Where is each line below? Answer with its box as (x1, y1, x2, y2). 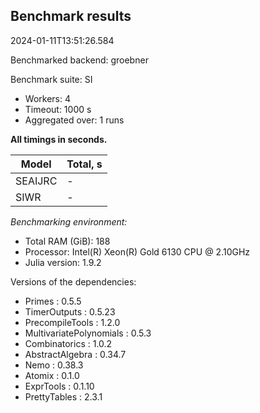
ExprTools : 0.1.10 (24, 380, 95, 392)
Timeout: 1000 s (24, 103, 92, 115)
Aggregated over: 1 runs (24, 114, 125, 126)
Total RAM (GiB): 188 (24, 235, 111, 247)
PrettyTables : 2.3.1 (24, 390, 103, 403)
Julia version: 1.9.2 (24, 256, 102, 268)
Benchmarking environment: (10, 215, 128, 228)
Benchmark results (10, 8, 132, 25)
